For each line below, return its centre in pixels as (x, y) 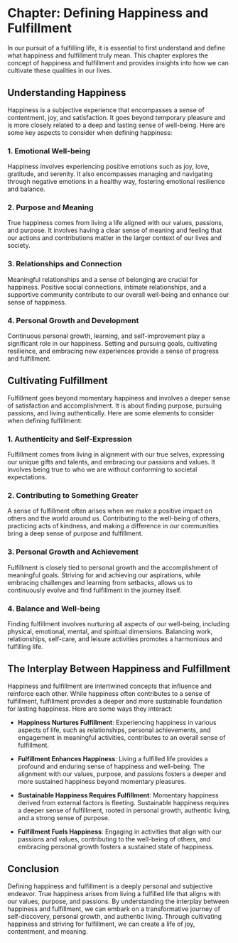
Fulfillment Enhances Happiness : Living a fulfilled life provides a (113, 758)
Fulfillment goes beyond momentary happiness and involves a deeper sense (119, 398)
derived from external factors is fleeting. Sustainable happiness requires (123, 802)
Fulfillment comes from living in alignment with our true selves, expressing (116, 454)
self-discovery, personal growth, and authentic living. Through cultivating (115, 916)
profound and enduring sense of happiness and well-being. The (111, 766)
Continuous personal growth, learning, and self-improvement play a (106, 336)
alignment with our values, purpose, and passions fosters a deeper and (122, 774)
